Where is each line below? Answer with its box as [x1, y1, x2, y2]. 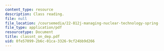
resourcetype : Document [5, 30, 54, 34]
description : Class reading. [5, 12, 64, 17]
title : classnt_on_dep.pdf [5, 34, 60, 39]
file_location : [5, 20, 36, 26]
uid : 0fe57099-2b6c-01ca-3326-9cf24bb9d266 [5, 39, 95, 44]
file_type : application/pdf [5, 25, 62, 30]
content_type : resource [5, 7, 54, 12]
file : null [5, 16, 27, 21]
